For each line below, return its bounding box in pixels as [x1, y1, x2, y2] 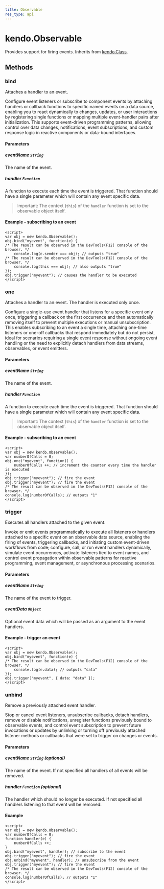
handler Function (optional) [5, 784, 62, 790]
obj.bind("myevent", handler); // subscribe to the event [5, 849, 126, 854]
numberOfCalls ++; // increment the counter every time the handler [14, 463, 157, 468]
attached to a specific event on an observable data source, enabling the [5, 534, 150, 540]
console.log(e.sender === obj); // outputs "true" [14, 251, 119, 256]
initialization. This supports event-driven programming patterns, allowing [5, 119, 152, 125]
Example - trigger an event [5, 635, 60, 641]
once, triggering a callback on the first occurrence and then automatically [5, 314, 154, 320]
